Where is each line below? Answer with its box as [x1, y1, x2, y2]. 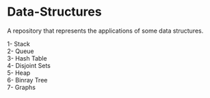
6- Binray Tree [7, 76, 48, 84]
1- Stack [7, 39, 31, 48]
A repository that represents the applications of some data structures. [7, 27, 204, 35]
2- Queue [7, 47, 34, 55]
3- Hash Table [7, 54, 47, 62]
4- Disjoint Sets [7, 61, 51, 69]
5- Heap [7, 69, 31, 77]
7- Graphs [7, 83, 36, 91]
